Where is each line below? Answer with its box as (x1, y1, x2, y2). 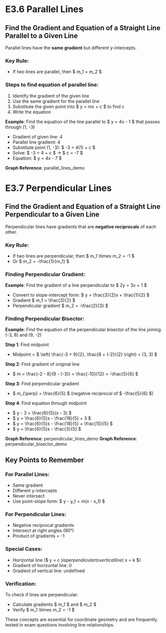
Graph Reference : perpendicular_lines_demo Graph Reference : (5, 436, 137, 442)
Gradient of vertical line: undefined (12, 568, 85, 574)
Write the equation (12, 109, 51, 115)
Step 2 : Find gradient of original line (5, 361, 79, 367)
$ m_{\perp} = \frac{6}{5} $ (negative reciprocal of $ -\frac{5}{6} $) (12, 390, 154, 397)
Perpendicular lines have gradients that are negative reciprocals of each (5, 223, 156, 229)
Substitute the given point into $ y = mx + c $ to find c (12, 103, 125, 109)
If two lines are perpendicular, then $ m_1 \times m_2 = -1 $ (12, 253, 135, 259)
